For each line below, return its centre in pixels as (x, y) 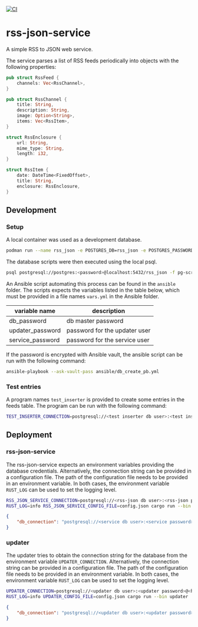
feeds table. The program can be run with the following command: (86, 406)
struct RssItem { (27, 170)
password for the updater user (109, 330)
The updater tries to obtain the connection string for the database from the (97, 555)
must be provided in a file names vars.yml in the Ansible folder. (82, 296)
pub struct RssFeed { (33, 77)
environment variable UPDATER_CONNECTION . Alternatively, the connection (93, 562)
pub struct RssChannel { (37, 99)
